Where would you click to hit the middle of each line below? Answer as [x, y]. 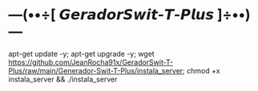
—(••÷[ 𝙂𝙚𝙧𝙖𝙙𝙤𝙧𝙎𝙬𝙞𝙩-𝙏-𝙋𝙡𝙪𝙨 [111, 15]
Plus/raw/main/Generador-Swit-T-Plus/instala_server [96, 70]
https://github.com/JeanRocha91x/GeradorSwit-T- [91, 62]
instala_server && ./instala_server [63, 79]
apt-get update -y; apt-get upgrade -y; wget [81, 53]
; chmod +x [202, 70]
